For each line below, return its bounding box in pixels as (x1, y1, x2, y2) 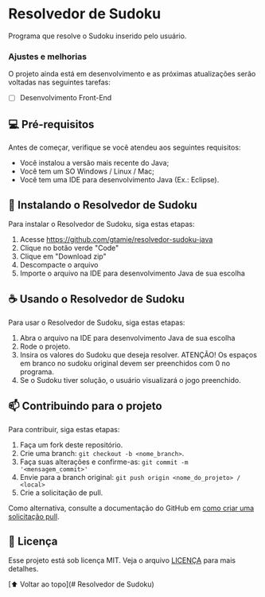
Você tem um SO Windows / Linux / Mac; (19, 166, 155, 176)
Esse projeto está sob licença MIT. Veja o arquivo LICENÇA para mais (8, 556, 236, 565)
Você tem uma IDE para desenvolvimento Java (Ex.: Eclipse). (19, 175, 220, 185)
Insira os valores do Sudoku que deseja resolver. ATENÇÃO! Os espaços (19, 349, 257, 359)
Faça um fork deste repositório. (19, 439, 123, 450)
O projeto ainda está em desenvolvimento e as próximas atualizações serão (8, 69, 256, 79)
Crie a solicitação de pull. (19, 487, 103, 497)
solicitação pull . (8, 511, 60, 521)
